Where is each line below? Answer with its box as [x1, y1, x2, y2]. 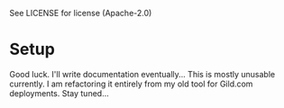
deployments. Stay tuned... [9, 87, 110, 98]
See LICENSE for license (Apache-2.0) [9, 8, 152, 18]
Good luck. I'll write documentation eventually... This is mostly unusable [9, 68, 276, 79]
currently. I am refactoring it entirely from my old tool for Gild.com [9, 78, 253, 89]
